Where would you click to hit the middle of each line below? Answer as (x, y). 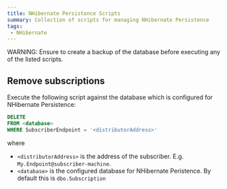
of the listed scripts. (35, 60)
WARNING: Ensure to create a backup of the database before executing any (114, 52)
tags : (15, 26)
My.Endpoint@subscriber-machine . (64, 163)
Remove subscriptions (56, 80)
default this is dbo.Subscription (61, 178)
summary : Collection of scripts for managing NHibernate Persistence (108, 20)
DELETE (16, 117)
